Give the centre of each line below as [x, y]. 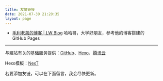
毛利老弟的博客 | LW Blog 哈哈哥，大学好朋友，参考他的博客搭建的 [78, 33]
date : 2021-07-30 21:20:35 [32, 14]
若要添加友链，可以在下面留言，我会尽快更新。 [52, 74]
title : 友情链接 [20, 9]
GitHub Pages [26, 38]
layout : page [18, 18]
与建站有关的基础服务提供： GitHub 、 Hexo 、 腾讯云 [55, 53]
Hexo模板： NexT [22, 63]
